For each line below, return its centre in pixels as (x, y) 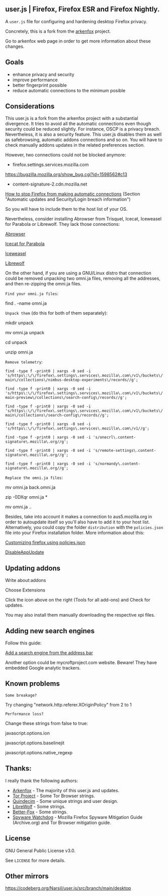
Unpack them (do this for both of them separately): (57, 313)
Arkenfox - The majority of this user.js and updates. (66, 790)
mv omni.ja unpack (25, 333)
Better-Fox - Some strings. (40, 812)
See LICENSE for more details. (35, 860)
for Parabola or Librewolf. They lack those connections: (63, 224)
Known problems (33, 684)
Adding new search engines (50, 631)
